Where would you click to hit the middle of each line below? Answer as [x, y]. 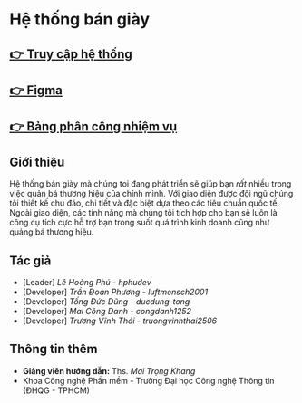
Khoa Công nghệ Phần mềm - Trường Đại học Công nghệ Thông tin [148, 380]
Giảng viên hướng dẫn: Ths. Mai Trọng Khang [109, 370]
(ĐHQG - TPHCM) [56, 390]
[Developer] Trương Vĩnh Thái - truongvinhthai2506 [120, 321]
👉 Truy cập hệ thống [71, 54]
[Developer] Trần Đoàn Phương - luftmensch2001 [115, 292]
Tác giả [30, 260]
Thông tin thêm [54, 349]
